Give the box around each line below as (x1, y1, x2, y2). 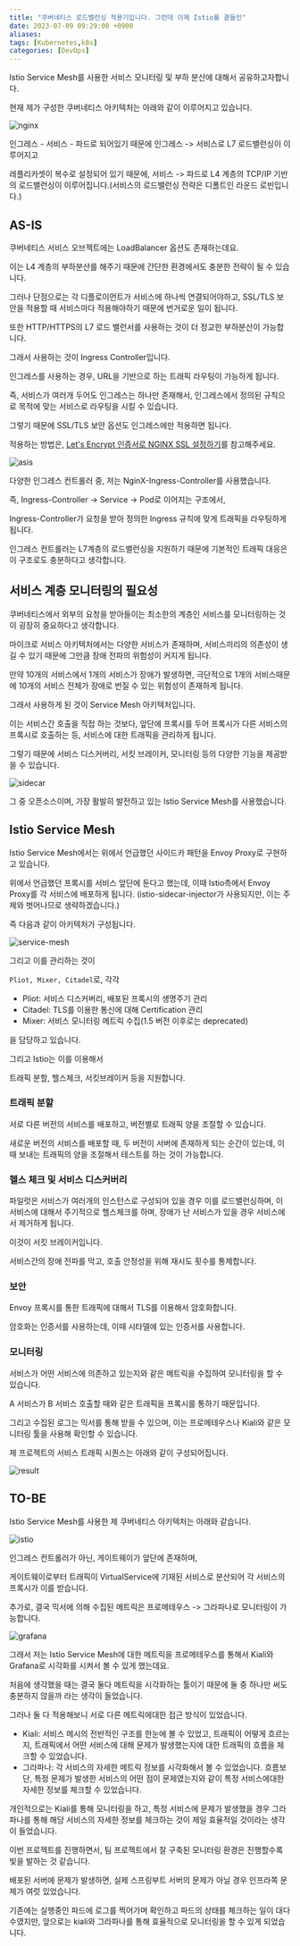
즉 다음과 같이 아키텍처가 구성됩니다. (9, 918, 136, 930)
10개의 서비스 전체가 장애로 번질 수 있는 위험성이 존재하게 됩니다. (18, 680, 244, 691)
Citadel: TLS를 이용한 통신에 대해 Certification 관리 (21, 1004, 204, 1015)
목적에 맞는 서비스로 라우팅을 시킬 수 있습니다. (18, 400, 179, 411)
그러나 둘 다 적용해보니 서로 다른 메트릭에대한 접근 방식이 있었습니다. (9, 1709, 247, 1720)
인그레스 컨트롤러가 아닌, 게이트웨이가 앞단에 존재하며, (9, 1552, 198, 1563)
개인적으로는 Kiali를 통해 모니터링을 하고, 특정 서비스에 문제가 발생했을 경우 (9, 1803, 271, 1814)
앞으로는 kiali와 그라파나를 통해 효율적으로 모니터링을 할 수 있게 (42, 1916, 262, 1926)
